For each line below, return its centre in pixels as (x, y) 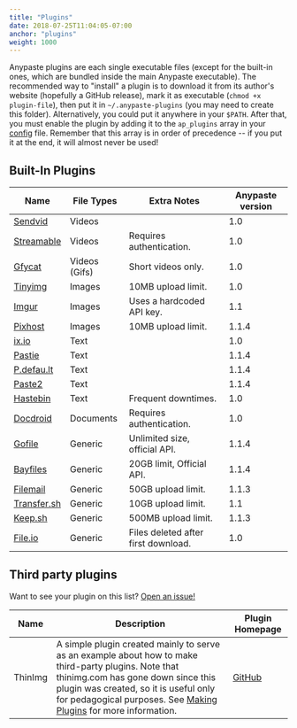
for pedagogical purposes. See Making (137, 699)
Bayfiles (30, 469)
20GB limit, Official (168, 464)
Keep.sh (30, 518)
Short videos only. (167, 267)
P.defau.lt (34, 370)
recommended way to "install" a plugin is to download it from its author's (142, 86)
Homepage (258, 629)
